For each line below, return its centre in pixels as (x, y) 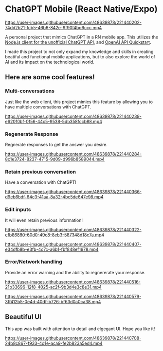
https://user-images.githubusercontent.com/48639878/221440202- (73, 22)
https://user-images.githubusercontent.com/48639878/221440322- (73, 229)
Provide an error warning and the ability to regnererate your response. (75, 272)
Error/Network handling (34, 262)
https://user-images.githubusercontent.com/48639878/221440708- (73, 338)
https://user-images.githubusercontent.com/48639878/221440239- (73, 116)
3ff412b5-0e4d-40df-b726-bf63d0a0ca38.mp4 (53, 301)
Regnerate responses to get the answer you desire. (56, 144)
